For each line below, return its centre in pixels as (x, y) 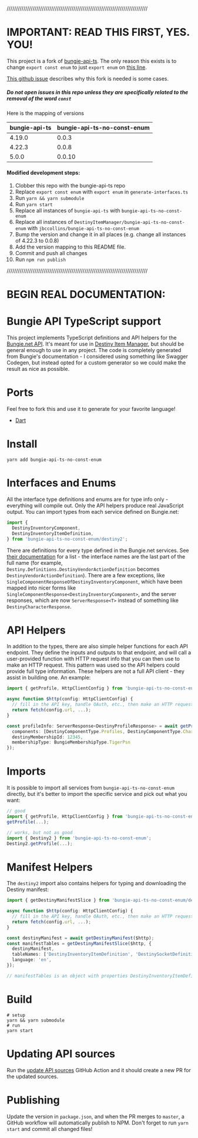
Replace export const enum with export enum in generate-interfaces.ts (102, 192)
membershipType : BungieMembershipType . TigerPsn (71, 742)
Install (22, 444)
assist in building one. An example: (49, 678)
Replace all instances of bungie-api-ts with (68, 210)
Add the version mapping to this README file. (71, 247)
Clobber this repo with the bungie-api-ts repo (70, 186)
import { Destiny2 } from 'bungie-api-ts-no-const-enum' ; (79, 838)
